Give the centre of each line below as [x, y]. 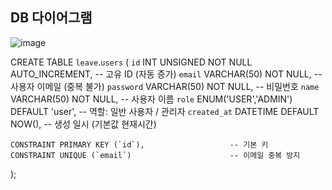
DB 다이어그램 [51, 18]
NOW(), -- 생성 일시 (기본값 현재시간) [83, 124]
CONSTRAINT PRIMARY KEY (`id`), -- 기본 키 [139, 144]
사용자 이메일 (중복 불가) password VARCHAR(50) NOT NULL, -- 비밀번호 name [165, 86]
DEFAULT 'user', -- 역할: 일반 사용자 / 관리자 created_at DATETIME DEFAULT [165, 111]
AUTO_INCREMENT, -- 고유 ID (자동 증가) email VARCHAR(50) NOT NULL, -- [166, 74]
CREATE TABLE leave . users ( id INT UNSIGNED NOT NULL [131, 62]
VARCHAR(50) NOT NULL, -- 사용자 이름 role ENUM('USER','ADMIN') [151, 99]
